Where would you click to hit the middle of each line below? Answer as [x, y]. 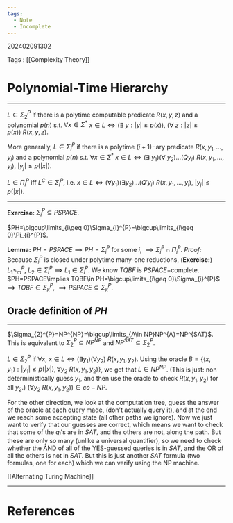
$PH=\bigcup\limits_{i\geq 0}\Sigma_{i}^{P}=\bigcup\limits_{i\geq [101, 228]
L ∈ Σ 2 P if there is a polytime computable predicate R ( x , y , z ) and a [103, 115]
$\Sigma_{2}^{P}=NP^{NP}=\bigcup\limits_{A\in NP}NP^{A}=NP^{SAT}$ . [110, 334]
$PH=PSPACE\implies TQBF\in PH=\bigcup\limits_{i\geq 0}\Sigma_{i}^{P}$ [114, 279]
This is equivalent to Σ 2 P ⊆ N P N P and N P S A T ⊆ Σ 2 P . [81, 343]
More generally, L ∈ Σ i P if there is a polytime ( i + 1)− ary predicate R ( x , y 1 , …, [115, 147]
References [41, 511]
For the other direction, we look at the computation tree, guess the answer [113, 402]
